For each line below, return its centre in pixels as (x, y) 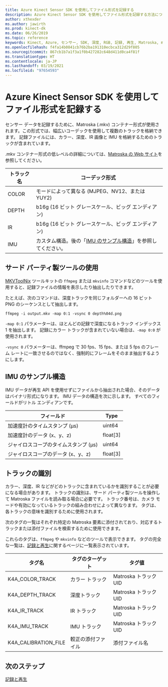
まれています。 (38, 143)
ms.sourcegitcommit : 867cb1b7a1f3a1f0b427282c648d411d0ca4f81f (72, 52)
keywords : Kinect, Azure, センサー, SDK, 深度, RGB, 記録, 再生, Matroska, (82, 43)
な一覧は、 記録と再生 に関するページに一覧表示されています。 (68, 545)
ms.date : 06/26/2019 (27, 33)
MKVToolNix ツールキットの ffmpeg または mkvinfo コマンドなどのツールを (82, 281)
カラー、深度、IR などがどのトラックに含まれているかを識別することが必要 (82, 486)
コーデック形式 (98, 177)
